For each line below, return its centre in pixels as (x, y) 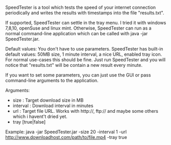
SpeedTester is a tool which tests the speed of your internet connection (81, 7)
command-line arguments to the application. (52, 80)
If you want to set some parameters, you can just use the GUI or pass (78, 75)
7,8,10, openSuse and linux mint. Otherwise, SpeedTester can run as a (78, 28)
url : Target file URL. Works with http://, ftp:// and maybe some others (85, 111)
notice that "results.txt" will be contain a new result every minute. (74, 65)
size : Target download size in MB (48, 100)
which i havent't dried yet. (40, 116)
